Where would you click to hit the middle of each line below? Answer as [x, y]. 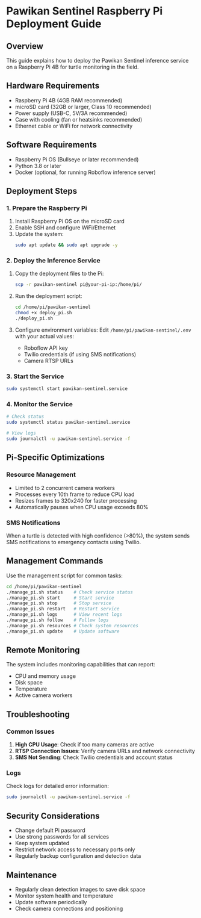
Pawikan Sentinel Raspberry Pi [85, 11]
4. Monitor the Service [40, 405]
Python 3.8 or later [38, 166]
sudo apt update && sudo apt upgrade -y [66, 245]
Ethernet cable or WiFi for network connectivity [74, 126]
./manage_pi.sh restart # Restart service [63, 609]
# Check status [25, 417]
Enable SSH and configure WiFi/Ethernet [65, 228]
